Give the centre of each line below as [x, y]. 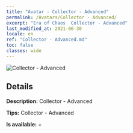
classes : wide [24, 51]
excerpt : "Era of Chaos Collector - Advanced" [67, 23]
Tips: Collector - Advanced [40, 113]
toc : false [20, 46]
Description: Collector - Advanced [49, 101]
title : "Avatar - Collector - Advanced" [58, 12]
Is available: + [24, 124]
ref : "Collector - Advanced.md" [47, 40]
